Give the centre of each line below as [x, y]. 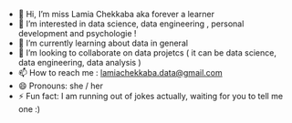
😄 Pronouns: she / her [60, 86]
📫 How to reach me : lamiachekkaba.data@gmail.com [120, 72]
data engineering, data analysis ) [79, 62]
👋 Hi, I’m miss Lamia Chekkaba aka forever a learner [116, 14]
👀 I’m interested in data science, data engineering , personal [131, 24]
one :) [29, 109]
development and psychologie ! [77, 33]
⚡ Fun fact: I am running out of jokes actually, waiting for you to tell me [151, 96]
